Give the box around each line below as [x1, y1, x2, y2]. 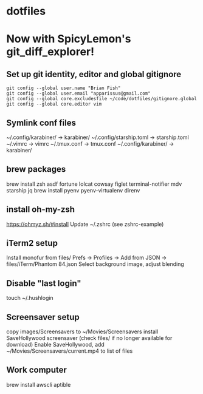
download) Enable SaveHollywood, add [6, 341, 105, 348]
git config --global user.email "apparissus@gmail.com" [6, 90, 151, 97]
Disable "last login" [6, 278, 81, 288]
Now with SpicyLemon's [6, 32, 131, 46]
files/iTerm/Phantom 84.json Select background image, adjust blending [6, 260, 184, 268]
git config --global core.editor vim [6, 101, 102, 107]
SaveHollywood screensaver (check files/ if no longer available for [6, 335, 173, 342]
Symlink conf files [6, 117, 76, 128]
